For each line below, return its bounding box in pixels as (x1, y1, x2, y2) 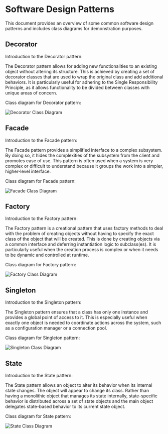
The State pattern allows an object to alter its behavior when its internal (5, 382, 152, 388)
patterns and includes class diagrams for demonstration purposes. (5, 25, 143, 31)
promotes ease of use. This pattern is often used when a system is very (5, 157, 153, 164)
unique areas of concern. (5, 89, 58, 96)
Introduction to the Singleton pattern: (5, 299, 82, 305)
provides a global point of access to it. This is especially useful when (5, 314, 147, 320)
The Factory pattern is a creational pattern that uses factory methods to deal (5, 225, 163, 232)
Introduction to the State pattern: (5, 373, 73, 378)
